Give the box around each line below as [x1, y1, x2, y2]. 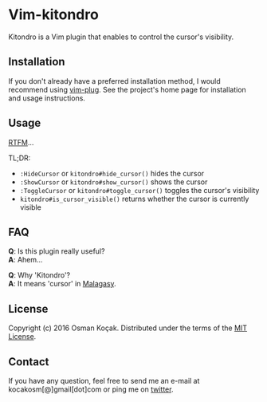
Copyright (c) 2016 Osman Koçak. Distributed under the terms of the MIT [8, 323, 248, 333]
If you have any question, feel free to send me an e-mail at [8, 376, 200, 385]
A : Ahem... [8, 255, 43, 265]
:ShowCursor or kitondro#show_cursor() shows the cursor [19, 177, 208, 187]
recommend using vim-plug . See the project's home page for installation [8, 85, 247, 94]
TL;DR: [8, 153, 31, 163]
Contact [8, 355, 49, 368]
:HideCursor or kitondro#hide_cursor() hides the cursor [19, 168, 205, 178]
